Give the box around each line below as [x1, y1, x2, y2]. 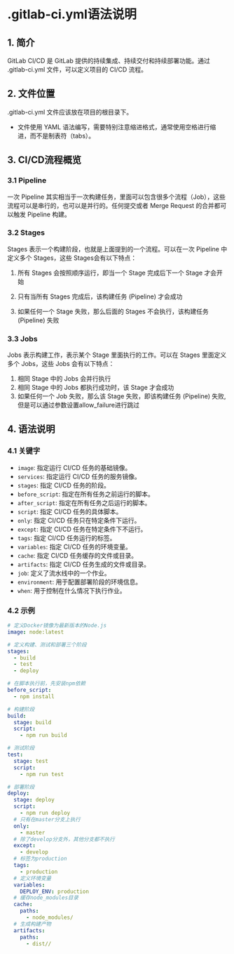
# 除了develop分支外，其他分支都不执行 [13, 835, 116, 843]
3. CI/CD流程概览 [7, 154, 82, 166]
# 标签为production [13, 855, 67, 863]
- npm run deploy [20, 809, 71, 817]
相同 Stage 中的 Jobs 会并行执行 [17, 374, 111, 383]
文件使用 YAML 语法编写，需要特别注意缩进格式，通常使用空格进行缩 [17, 122, 216, 131]
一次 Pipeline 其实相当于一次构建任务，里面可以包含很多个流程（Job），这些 [7, 192, 226, 201]
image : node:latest [7, 628, 64, 636]
